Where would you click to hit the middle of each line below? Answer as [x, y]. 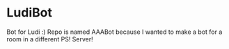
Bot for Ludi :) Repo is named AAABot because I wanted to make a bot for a [114, 32]
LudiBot [30, 13]
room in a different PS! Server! [50, 39]
